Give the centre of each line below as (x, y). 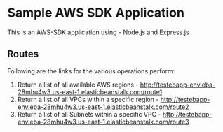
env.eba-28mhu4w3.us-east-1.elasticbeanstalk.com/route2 (103, 107)
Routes (23, 54)
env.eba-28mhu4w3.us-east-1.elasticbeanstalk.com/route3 (103, 122)
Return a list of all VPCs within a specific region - (88, 99)
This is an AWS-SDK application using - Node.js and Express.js (98, 32)
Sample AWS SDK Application (96, 13)
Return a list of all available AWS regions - (78, 85)
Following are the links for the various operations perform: (91, 71)
